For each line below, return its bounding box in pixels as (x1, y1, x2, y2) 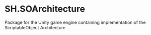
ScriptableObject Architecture (4, 24, 66, 30)
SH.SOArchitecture (4, 3, 85, 15)
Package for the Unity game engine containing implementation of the (4, 19, 146, 25)
